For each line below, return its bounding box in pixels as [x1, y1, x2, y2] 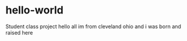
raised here [5, 29, 34, 36]
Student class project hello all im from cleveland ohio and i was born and [5, 23, 182, 30]
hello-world [5, 4, 64, 17]
